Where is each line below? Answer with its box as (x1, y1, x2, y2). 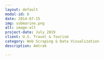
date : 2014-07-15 (5, 16, 41, 21)
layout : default (5, 7, 38, 12)
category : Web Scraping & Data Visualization (5, 39, 99, 44)
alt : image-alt (5, 25, 36, 30)
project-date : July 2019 (5, 30, 56, 35)
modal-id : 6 (5, 12, 29, 17)
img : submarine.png (5, 20, 45, 26)
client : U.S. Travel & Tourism (5, 35, 69, 40)
